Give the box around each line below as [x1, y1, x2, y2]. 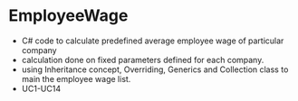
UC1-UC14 [21, 83, 61, 94]
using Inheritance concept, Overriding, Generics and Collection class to [21, 64, 289, 75]
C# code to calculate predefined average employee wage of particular [21, 35, 284, 46]
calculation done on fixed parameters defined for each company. [21, 54, 264, 65]
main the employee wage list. [21, 73, 131, 84]
